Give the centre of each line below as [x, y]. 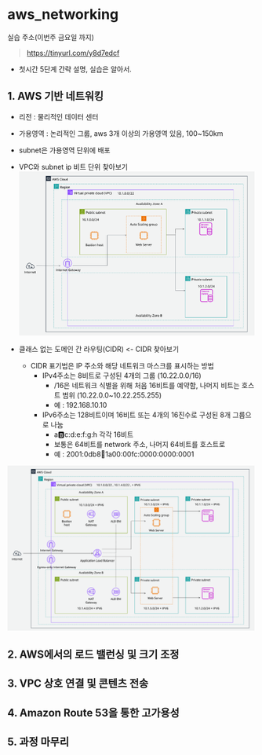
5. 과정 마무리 [38, 742]
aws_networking [63, 15]
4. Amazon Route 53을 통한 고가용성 [93, 713]
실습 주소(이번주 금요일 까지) [51, 37]
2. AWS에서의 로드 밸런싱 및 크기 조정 [93, 655]
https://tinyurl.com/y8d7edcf [73, 53]
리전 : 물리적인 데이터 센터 [58, 116]
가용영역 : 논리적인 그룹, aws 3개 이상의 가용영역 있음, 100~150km [121, 133]
